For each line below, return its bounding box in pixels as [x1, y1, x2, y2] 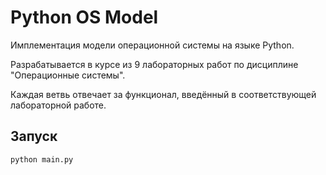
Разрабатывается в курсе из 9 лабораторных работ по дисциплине [10, 58, 299, 70]
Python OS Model [10, 6, 159, 29]
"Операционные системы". [10, 69, 126, 81]
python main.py [10, 154, 74, 165]
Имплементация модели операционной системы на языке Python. [10, 39, 295, 51]
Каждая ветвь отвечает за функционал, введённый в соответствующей [10, 88, 317, 100]
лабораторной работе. [10, 99, 107, 111]
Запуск [10, 128, 58, 145]
